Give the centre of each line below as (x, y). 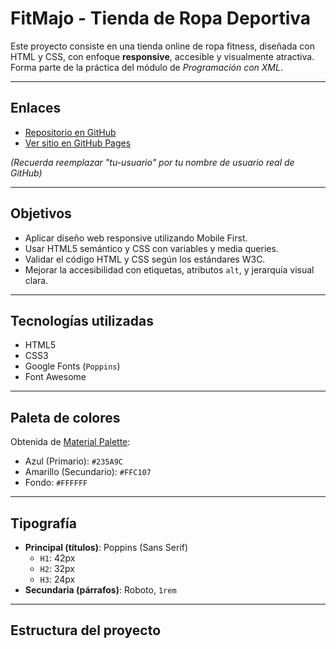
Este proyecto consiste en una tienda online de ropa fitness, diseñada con (162, 46)
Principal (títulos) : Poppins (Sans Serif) (106, 547)
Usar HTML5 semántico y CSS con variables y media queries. (151, 248)
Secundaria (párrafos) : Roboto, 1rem (100, 590)
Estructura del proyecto (86, 630)
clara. (36, 280)
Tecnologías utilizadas (82, 320)
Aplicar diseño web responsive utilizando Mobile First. (136, 238)
